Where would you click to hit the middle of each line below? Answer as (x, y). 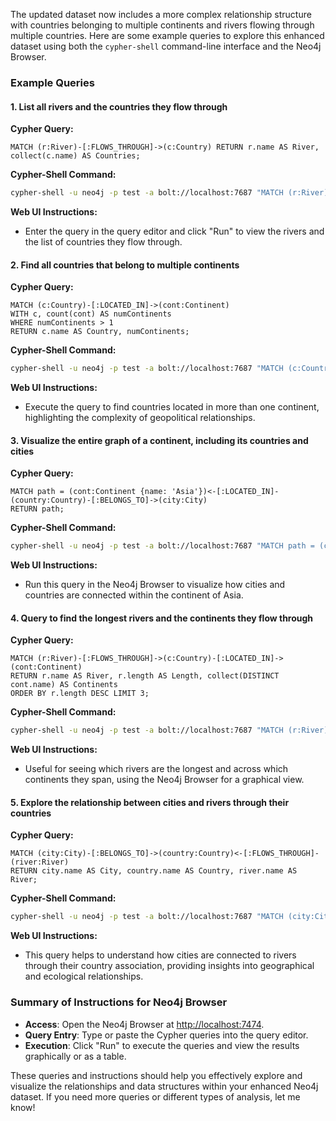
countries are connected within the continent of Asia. (134, 595)
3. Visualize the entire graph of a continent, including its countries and (159, 440)
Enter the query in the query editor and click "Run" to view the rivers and (174, 231)
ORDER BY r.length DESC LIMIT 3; (80, 694)
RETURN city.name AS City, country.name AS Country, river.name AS (154, 871)
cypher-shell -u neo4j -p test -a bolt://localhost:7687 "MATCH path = (162, 546)
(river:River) (40, 862)
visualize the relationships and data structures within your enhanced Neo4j (164, 1086)
